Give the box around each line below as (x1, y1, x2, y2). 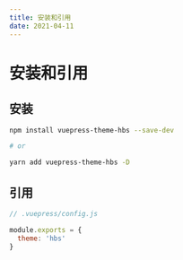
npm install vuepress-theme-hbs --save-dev (9, 126, 175, 134)
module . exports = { (9, 225, 83, 234)
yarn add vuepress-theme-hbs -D (9, 158, 130, 167)
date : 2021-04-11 (9, 22, 74, 30)
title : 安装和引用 (9, 13, 72, 22)
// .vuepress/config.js (9, 209, 99, 218)
